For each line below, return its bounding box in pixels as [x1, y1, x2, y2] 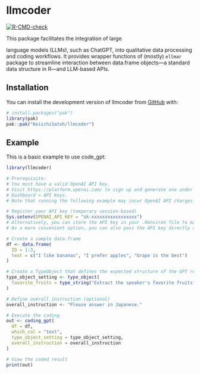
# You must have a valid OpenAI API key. [6, 181, 111, 187]
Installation [6, 83, 49, 93]
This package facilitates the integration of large [6, 35, 122, 42]
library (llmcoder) [6, 165, 52, 171]
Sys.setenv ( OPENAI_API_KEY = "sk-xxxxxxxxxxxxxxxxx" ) [6, 214, 143, 220]
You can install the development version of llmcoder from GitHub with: [6, 98, 179, 105]
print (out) [6, 361, 33, 368]
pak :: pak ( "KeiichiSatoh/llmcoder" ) [6, 121, 95, 127]
